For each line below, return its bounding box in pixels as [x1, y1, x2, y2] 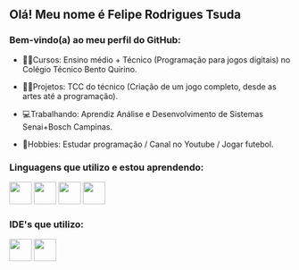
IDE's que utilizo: [9, 218, 84, 231]
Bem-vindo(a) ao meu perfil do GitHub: [9, 34, 181, 46]
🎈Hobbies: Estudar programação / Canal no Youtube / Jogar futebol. [21, 139, 274, 149]
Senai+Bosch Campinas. [21, 121, 113, 132]
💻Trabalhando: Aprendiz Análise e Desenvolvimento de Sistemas [21, 108, 263, 119]
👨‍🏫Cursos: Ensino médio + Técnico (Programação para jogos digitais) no [21, 54, 291, 65]
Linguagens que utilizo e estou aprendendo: [9, 161, 204, 173]
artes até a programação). [21, 90, 119, 101]
